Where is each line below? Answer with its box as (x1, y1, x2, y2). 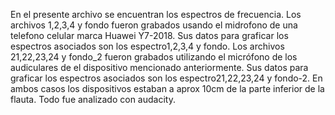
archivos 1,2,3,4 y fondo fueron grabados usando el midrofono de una (10, 19, 298, 31)
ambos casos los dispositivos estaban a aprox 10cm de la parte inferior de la (10, 83, 325, 94)
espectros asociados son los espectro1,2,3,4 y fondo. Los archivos (10, 40, 285, 52)
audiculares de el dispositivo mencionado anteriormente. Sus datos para (10, 62, 309, 73)
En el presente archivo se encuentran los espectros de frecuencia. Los (10, 9, 302, 20)
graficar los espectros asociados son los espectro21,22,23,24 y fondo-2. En (10, 72, 323, 84)
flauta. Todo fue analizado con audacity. (10, 94, 176, 105)
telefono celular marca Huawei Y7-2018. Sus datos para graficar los (10, 30, 289, 41)
